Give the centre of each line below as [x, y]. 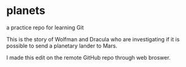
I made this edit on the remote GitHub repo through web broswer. [88, 57]
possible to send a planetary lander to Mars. [62, 46]
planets [26, 11]
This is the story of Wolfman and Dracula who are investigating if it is [93, 39]
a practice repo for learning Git [45, 27]
